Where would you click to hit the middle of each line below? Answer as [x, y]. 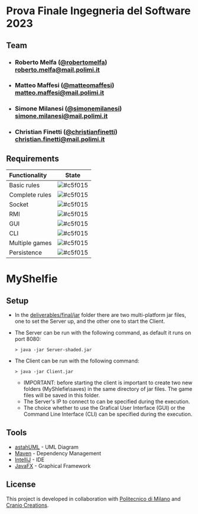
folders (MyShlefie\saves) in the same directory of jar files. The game [108, 389]
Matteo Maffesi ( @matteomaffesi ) [64, 85]
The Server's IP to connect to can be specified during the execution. [107, 401]
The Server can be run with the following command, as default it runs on [103, 333]
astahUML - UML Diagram [46, 447]
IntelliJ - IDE [30, 460]
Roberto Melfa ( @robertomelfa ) [61, 62]
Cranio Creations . [27, 505]
